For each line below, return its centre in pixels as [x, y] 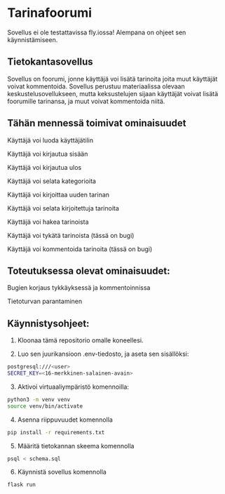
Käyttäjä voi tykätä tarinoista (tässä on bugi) [71, 235]
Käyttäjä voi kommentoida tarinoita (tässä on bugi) [80, 249]
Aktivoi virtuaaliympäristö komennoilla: [73, 387]
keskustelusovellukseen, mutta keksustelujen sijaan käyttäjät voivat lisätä [113, 93]
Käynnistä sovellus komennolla [62, 472]
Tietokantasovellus [50, 62]
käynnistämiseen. [33, 39]
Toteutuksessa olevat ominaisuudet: [89, 271]
